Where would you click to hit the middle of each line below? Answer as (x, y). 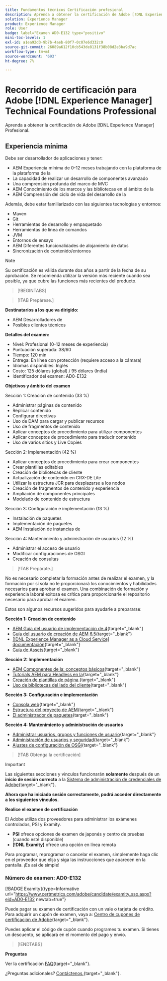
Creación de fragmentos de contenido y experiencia (66, 488)
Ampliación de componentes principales (54, 493)
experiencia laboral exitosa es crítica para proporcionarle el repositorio (78, 594)
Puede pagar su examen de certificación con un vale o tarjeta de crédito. (80, 909)
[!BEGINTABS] (32, 291)
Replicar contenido (32, 411)
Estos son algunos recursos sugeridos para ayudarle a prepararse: (73, 609)
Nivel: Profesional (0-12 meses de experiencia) (60, 344)
